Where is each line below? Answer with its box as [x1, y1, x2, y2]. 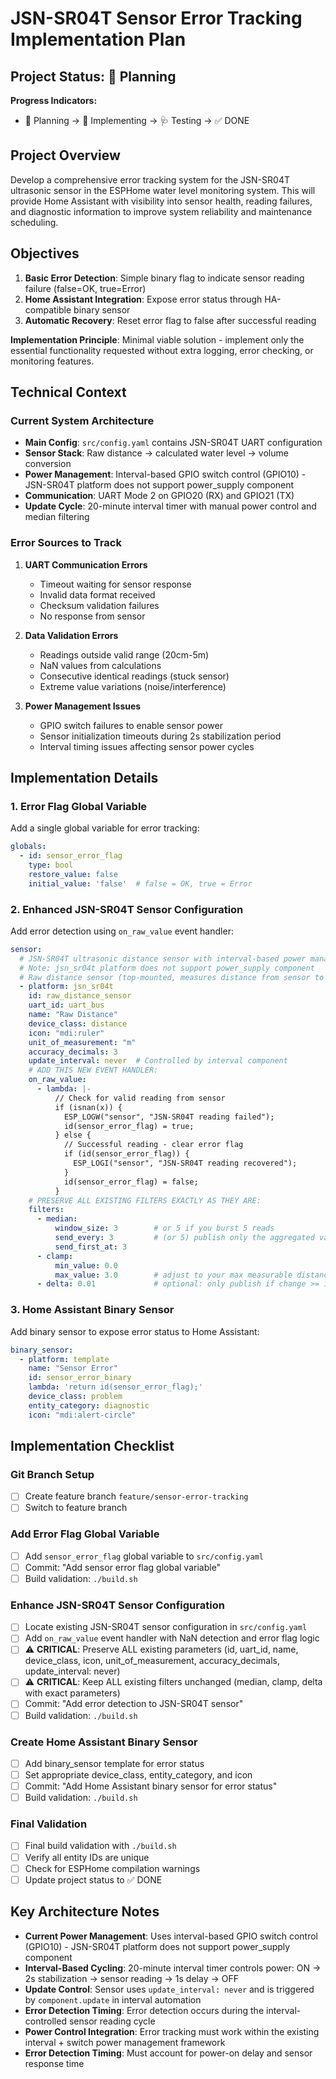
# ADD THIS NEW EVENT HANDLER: [28, 1065, 159, 1076]
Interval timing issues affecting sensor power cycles [39, 740, 255, 752]
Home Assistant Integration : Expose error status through [24, 293, 263, 305]
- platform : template [19, 1354, 110, 1364]
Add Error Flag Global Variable [10, 1527, 160, 1541]
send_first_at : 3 [54, 1242, 128, 1252]
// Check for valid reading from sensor [54, 1093, 226, 1103]
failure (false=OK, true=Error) [24, 282, 147, 294]
